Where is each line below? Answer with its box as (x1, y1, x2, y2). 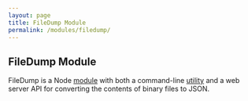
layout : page (8, 11, 51, 20)
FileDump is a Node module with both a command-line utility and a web (8, 76, 240, 85)
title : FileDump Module (8, 19, 87, 27)
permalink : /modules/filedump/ (8, 26, 111, 34)
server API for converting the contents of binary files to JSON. (8, 84, 210, 94)
